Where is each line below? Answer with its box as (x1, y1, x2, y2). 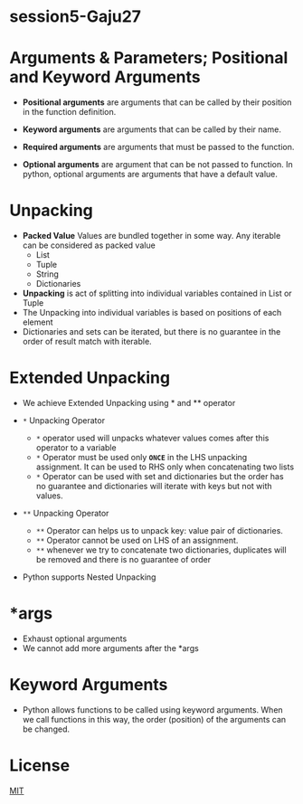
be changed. (22, 724, 71, 734)
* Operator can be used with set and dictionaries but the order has (35, 471, 284, 481)
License (9, 755, 71, 776)
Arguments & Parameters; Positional (9, 48, 289, 69)
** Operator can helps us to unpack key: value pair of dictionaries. (35, 525, 283, 535)
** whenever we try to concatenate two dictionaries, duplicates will (35, 544, 287, 555)
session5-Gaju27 (9, 6, 142, 27)
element (22, 317, 53, 327)
